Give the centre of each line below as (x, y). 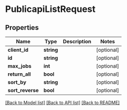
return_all (19, 74)
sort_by (17, 82)
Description (77, 42)
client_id (18, 50)
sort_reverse (23, 90)
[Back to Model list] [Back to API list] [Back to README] (62, 103)
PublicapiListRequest (50, 9)
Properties (22, 28)
